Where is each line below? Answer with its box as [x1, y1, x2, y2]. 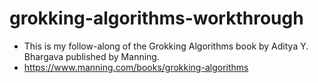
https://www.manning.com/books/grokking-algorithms [23, 61, 249, 73]
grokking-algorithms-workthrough [9, 7, 304, 30]
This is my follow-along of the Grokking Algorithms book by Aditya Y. [23, 40, 309, 52]
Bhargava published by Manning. [23, 50, 160, 62]
